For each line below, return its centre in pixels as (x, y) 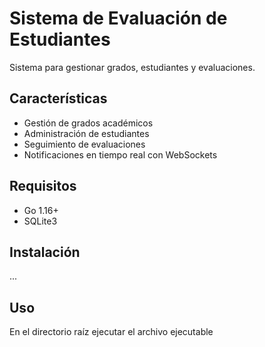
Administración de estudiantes (86, 133)
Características (58, 98)
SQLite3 (40, 221)
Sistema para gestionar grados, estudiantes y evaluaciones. (132, 67)
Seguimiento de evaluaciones (84, 144)
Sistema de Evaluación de (118, 18)
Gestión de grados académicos (88, 123)
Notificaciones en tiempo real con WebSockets (120, 154)
